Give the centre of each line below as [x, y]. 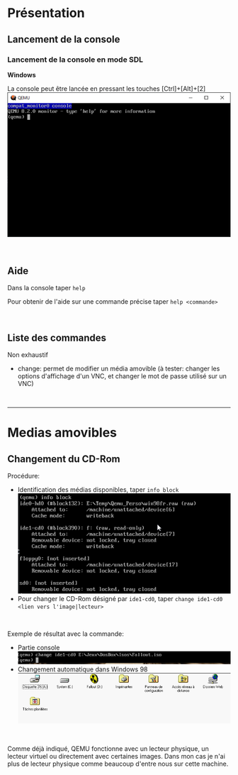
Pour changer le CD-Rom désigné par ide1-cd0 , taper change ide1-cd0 [120, 598]
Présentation [46, 13]
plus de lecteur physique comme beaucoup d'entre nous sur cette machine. [118, 764]
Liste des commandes [57, 337]
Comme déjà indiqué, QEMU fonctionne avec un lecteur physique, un [108, 749]
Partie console [39, 647]
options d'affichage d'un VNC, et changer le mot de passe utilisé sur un [122, 376]
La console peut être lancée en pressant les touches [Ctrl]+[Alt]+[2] [107, 88]
